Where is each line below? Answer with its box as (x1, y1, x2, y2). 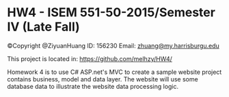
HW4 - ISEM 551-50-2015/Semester (7, 5, 215, 20)
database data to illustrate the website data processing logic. (7, 82, 179, 90)
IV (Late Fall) (7, 19, 80, 35)
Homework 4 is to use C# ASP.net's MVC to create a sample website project (7, 68, 222, 76)
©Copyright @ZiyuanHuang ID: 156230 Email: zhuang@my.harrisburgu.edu (7, 41, 220, 50)
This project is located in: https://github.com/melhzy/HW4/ (7, 54, 173, 62)
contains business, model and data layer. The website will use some (7, 75, 198, 83)
